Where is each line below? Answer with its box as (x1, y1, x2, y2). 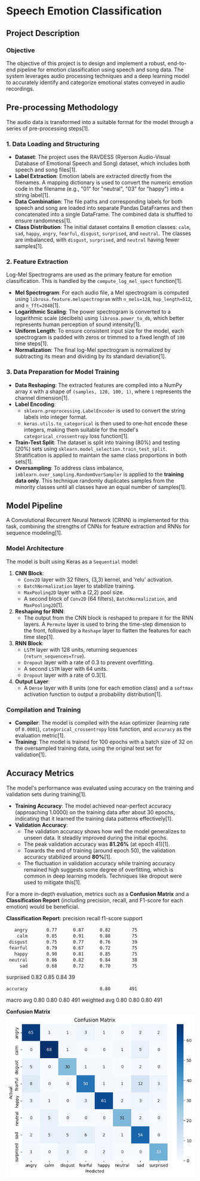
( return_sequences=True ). (23, 652, 86, 659)
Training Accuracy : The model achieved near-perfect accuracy (14, 802, 172, 809)
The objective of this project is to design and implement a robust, (6, 59, 167, 67)
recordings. (6, 85, 35, 92)
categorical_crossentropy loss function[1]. (23, 432, 130, 439)
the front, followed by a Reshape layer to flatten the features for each (23, 626, 191, 634)
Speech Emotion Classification (6, 4, 162, 18)
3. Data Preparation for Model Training (6, 367, 119, 376)
